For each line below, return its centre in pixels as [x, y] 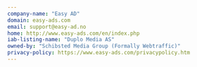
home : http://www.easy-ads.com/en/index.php [74, 33]
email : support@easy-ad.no [47, 27]
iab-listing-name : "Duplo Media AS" [61, 40]
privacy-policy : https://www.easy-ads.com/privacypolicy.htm [99, 53]
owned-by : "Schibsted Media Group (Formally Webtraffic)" [94, 46]
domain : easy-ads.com [39, 20]
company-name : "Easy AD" [44, 14]
